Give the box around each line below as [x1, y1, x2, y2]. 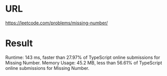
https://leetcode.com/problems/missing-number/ [5, 20, 108, 26]
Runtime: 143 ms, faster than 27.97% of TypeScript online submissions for [5, 54, 160, 60]
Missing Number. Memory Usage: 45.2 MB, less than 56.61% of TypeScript [5, 59, 162, 66]
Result [5, 37, 33, 49]
